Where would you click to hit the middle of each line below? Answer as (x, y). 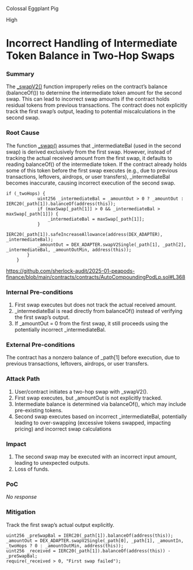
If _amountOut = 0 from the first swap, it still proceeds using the (91, 324)
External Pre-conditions (41, 345)
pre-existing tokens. (38, 410)
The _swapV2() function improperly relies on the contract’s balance (87, 86)
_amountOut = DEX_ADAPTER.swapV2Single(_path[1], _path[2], (112, 245)
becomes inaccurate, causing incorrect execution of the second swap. (91, 183)
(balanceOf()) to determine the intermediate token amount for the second (94, 93)
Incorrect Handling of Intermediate (92, 44)
